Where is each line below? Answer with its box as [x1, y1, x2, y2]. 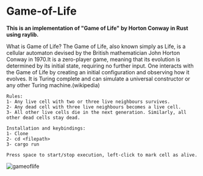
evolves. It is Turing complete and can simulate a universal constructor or [6, 75, 191, 82]
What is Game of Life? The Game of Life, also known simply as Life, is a [6, 43, 186, 50]
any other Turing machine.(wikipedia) [6, 81, 101, 89]
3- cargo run [6, 141, 40, 147]
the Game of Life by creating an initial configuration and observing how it [6, 68, 190, 76]
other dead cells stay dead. [6, 114, 80, 121]
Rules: [6, 93, 23, 99]
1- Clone [6, 130, 29, 136]
